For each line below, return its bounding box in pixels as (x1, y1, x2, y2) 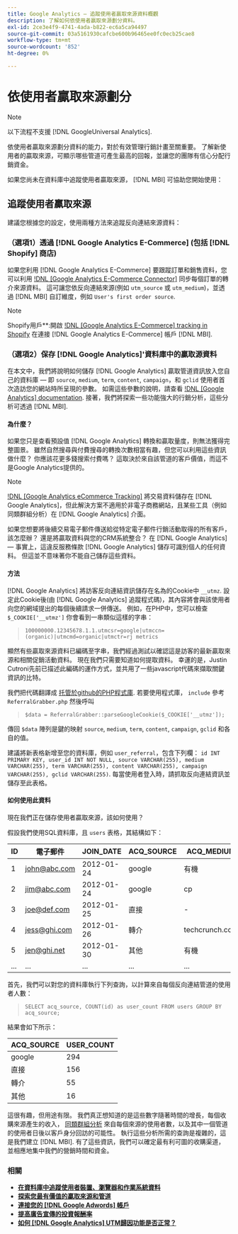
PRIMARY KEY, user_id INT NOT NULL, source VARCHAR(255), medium (7, 756, 204, 763)
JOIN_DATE (81, 846, 122, 856)
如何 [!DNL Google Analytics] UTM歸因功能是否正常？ (17, 1218, 177, 1227)
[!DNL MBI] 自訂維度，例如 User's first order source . (15, 292, 176, 301)
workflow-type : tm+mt (7, 37, 72, 44)
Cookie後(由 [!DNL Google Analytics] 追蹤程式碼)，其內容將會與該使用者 (19, 595, 231, 603)
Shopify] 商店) (7, 248, 57, 258)
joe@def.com (25, 904, 70, 914)
